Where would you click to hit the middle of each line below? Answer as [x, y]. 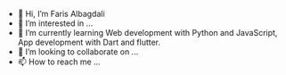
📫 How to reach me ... [59, 62]
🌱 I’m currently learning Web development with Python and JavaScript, [147, 33]
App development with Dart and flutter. [89, 42]
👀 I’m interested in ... [55, 23]
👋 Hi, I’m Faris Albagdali [61, 14]
